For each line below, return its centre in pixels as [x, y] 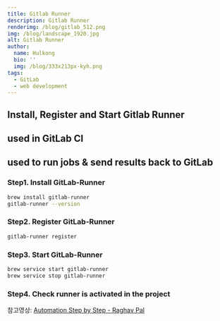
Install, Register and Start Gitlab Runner [96, 115]
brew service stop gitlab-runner [56, 276]
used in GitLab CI [45, 139]
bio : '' [25, 60]
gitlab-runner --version [44, 204]
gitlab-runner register [42, 236]
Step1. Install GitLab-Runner [56, 183]
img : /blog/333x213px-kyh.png [58, 66]
